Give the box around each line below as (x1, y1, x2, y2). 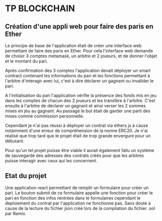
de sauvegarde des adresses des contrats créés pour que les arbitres (5, 153, 144, 158)
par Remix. (5, 210, 27, 216)
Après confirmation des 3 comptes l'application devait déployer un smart (5, 68, 151, 73)
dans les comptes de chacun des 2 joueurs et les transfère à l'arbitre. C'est (5, 98, 155, 103)
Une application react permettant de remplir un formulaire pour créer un (5, 185, 149, 190)
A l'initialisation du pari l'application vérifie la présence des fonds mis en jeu (5, 93, 157, 98)
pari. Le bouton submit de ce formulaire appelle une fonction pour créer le (5, 190, 153, 196)
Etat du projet (5, 172, 47, 180)
